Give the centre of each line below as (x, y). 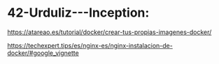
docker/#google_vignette (43, 53)
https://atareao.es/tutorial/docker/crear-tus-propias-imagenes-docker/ (109, 32)
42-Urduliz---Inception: (78, 13)
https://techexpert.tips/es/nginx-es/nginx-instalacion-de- (90, 45)
